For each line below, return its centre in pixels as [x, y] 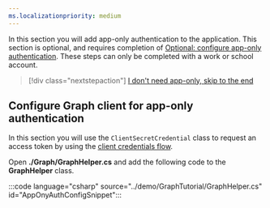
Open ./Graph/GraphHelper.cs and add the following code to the [117, 162]
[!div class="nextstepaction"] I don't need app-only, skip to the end [141, 80]
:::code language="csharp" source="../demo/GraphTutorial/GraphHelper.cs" [135, 186]
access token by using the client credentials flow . [90, 146]
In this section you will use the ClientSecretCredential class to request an [133, 138]
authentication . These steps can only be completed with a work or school [131, 56]
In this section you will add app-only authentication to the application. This [133, 39]
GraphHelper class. [41, 171]
